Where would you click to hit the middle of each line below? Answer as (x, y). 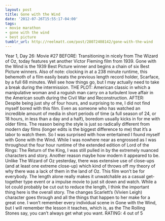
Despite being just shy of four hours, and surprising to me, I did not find (78, 103)
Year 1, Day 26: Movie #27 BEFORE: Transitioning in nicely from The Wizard (82, 56)
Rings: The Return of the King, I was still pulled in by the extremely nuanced (82, 150)
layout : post (18, 10)
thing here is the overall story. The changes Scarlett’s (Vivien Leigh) (74, 192)
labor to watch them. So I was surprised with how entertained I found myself (82, 134)
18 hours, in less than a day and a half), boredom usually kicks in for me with (82, 118)
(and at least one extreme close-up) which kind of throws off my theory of (80, 166)
